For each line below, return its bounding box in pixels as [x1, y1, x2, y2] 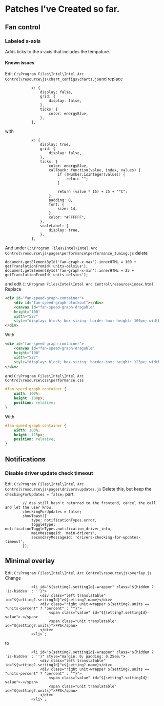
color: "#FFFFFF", [48, 215, 86, 220]
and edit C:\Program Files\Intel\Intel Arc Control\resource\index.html [5, 281, 154, 287]
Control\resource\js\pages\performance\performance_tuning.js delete [5, 250, 148, 256]
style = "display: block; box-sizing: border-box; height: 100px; [14, 318, 147, 324]
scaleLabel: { [40, 224, 69, 229]
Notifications [5, 455, 46, 463]
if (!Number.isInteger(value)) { [57, 172, 125, 177]
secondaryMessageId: [31, 535, 73, 540]
